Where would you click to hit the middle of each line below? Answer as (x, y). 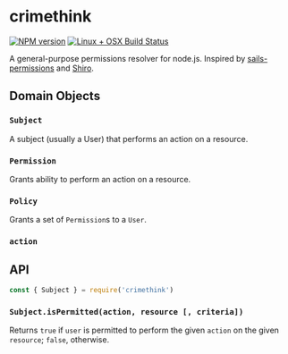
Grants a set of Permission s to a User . (78, 220)
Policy (24, 201)
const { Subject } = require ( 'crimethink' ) (92, 290)
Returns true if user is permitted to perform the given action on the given (144, 330)
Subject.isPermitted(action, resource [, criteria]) (127, 312)
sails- (258, 58)
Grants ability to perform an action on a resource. (100, 179)
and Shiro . (75, 68)
